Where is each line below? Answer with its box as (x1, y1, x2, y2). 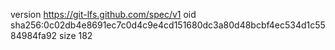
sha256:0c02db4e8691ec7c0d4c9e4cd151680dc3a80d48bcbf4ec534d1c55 (10, 19, 326, 31)
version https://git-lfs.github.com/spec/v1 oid (10, 9, 197, 20)
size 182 (59, 30, 93, 41)
